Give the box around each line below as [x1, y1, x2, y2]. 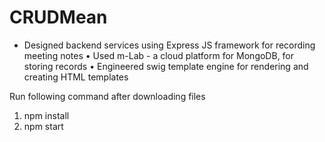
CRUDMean [9, 6, 108, 29]
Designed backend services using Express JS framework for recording [23, 39, 316, 51]
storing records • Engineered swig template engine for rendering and [23, 60, 309, 72]
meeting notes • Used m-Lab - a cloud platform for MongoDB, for [23, 49, 295, 61]
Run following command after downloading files [9, 90, 206, 102]
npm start [23, 120, 64, 132]
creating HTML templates [23, 71, 129, 83]
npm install [23, 109, 70, 121]
